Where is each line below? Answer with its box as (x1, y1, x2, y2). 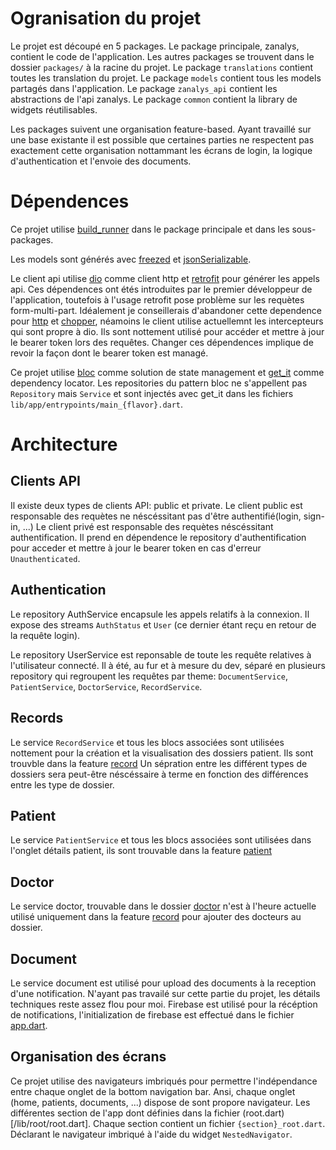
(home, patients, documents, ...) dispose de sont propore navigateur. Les (10, 1096, 311, 1108)
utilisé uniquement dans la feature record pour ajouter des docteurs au (10, 911, 302, 923)
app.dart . (10, 1019, 48, 1031)
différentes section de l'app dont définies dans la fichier (10, 1107, 241, 1119)
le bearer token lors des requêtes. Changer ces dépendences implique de (10, 336, 314, 348)
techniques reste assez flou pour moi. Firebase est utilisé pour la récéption (10, 998, 318, 1010)
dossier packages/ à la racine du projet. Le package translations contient (10, 61, 313, 73)
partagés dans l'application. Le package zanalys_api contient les (10, 82, 278, 94)
